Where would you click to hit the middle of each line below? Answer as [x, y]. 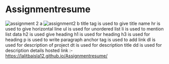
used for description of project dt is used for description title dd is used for [83, 45]
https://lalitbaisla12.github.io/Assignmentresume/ [57, 56]
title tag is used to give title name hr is [120, 23]
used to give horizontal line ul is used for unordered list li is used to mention [84, 28]
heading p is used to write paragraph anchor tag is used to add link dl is [80, 40]
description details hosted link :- [39, 50]
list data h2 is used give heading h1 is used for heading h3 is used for [78, 34]
